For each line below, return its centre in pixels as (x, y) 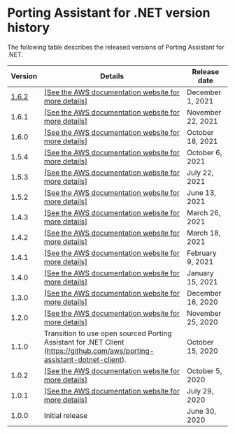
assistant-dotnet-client (83, 359)
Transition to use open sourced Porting (108, 333)
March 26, (204, 212)
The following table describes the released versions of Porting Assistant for (116, 47)
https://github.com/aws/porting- (100, 351)
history (29, 28)
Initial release (66, 415)
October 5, (204, 370)
